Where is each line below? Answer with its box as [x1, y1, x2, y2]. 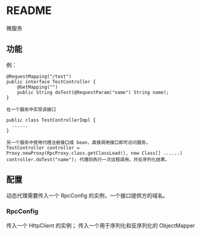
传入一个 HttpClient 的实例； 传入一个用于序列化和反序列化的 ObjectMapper [6, 222, 196, 229]
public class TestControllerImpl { [6, 117, 96, 123]
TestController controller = [6, 145, 80, 151]
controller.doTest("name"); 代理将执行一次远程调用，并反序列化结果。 [6, 156, 170, 163]
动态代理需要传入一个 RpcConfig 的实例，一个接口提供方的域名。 [6, 192, 168, 199]
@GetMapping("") [17, 84, 59, 90]
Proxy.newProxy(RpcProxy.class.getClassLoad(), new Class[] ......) [6, 150, 183, 156]
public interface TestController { [6, 78, 96, 85]
